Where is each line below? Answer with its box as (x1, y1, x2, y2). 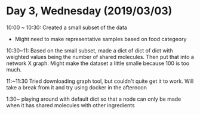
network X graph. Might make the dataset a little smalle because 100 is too (6, 60, 190, 67)
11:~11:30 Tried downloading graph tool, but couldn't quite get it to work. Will (6, 77, 194, 85)
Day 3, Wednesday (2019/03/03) (6, 4, 173, 18)
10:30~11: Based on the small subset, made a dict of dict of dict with (6, 46, 173, 54)
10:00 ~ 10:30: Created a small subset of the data (6, 24, 127, 31)
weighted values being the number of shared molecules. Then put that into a (6, 53, 194, 60)
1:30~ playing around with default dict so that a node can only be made (6, 95, 181, 102)
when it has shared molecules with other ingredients (6, 101, 136, 108)
